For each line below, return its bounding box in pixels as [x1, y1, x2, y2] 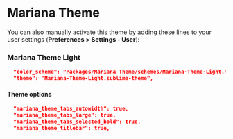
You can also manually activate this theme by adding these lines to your [7, 28, 212, 36]
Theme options [7, 90, 52, 98]
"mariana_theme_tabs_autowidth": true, [13, 106, 129, 113]
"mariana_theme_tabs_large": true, [13, 112, 116, 119]
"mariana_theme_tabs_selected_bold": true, [13, 118, 141, 125]
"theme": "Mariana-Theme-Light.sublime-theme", [13, 75, 154, 82]
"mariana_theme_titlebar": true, [13, 124, 110, 131]
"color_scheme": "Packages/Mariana [13, 68, 116, 76]
